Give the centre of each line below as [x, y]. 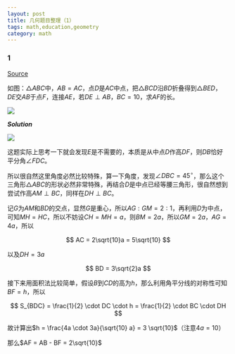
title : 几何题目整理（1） [41, 20]
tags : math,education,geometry [53, 27]
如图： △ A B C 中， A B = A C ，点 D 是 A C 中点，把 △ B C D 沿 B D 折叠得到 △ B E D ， [114, 88]
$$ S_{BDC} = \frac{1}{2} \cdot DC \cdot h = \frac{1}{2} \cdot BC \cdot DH [118, 306]
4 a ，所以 [20, 226]
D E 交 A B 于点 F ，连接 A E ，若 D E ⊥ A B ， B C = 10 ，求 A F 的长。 [93, 96]
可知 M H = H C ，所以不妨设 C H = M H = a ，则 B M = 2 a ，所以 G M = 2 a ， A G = [117, 217]
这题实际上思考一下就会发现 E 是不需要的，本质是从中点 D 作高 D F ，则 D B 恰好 [115, 151]
